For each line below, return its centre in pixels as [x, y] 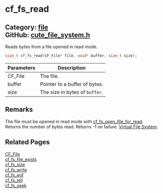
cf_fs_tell [14, 180]
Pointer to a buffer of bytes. [72, 84]
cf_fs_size [15, 164]
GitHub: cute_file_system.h [48, 35]
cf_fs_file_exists [21, 159]
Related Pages [27, 142]
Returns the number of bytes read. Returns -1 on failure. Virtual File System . [81, 127]
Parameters [21, 67]
